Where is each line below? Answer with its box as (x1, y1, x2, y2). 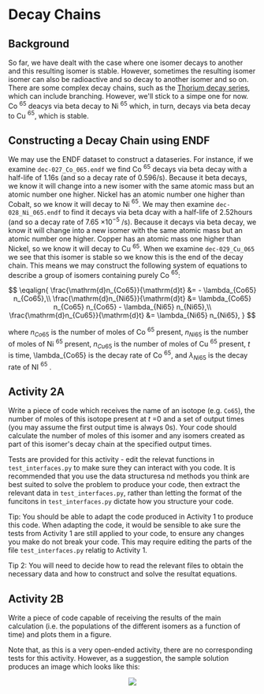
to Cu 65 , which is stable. (8, 109, 89, 120)
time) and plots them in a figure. (8, 630, 112, 640)
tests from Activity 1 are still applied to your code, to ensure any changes (8, 529, 244, 538)
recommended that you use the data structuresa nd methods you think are (8, 471, 250, 481)
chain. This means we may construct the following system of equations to (8, 261, 247, 270)
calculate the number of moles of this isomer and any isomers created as (8, 431, 246, 441)
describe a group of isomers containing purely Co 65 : (8, 268, 181, 279)
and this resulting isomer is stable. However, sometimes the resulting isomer (8, 66, 256, 76)
